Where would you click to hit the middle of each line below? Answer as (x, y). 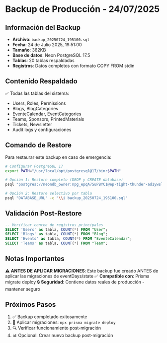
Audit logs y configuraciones (42, 130)
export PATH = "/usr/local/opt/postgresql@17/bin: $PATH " (63, 171)
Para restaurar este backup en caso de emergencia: (58, 157)
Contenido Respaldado (42, 81)
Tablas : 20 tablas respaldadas (43, 60)
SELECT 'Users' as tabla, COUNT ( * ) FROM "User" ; (56, 229)
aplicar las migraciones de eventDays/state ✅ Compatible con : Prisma (78, 276)
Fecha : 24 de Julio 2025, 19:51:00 (47, 45)
